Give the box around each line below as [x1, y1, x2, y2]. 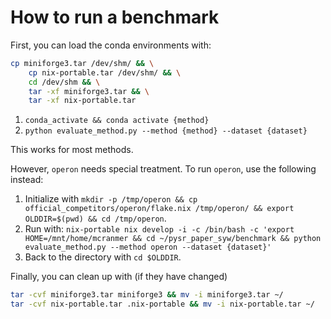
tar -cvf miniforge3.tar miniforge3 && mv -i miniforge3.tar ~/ [10, 290, 284, 300]
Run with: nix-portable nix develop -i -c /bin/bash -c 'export [24, 223, 295, 235]
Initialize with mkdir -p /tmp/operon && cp [24, 193, 198, 205]
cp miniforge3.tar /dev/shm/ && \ [10, 58, 155, 68]
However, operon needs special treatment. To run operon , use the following [10, 163, 317, 175]
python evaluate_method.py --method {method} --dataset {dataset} [24, 126, 308, 136]
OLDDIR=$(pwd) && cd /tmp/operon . [24, 212, 167, 225]
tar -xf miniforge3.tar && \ [28, 86, 150, 96]
